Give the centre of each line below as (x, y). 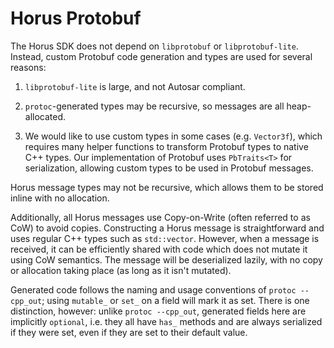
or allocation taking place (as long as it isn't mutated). (121, 270)
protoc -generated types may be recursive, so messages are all (154, 106)
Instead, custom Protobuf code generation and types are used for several (161, 56)
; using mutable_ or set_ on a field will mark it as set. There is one (175, 300)
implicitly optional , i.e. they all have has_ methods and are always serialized (166, 321)
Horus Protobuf (76, 18)
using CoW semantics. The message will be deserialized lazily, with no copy (166, 259)
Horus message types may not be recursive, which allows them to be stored (167, 187)
